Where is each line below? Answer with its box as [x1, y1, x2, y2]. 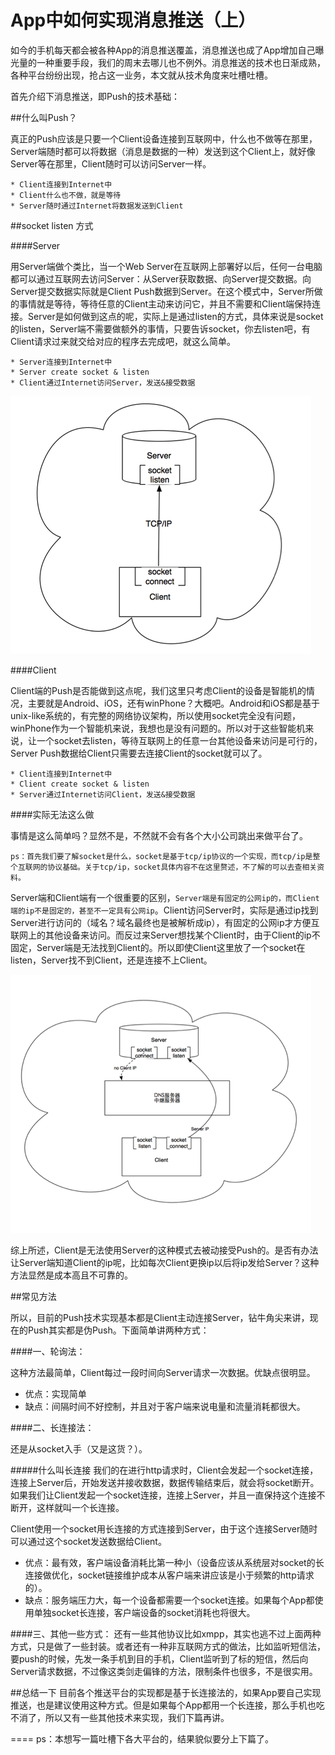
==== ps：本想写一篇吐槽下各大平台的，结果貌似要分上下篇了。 [10, 1732, 274, 1745]
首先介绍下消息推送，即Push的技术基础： [10, 90, 180, 102]
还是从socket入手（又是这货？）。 [10, 1442, 148, 1455]
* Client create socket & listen [10, 779, 150, 789]
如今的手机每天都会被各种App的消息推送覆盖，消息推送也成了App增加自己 [10, 44, 316, 56]
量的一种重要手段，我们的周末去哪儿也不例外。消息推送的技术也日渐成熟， [18, 56, 326, 68]
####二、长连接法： [10, 1421, 95, 1433]
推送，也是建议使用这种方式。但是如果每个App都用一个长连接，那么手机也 [10, 1699, 317, 1711]
